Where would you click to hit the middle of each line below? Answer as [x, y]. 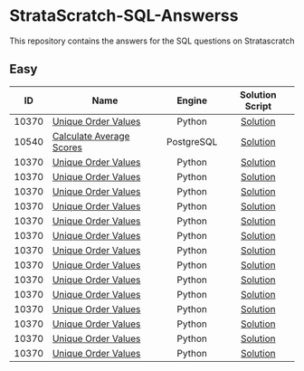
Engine [192, 100]
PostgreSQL [192, 141]
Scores [67, 147]
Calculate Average [91, 136]
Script [258, 106]
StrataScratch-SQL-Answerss [124, 16]
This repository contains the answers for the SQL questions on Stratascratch [152, 41]
